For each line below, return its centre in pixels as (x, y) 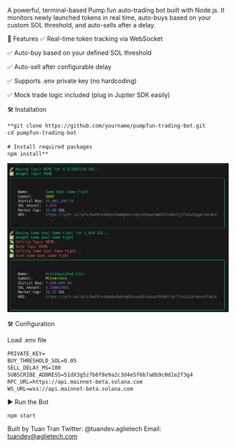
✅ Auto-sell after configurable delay (59, 67)
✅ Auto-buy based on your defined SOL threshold (80, 53)
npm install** (28, 154)
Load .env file (27, 339)
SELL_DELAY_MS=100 (34, 368)
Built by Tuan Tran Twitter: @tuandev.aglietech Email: (84, 429)
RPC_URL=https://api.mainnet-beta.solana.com (75, 382)
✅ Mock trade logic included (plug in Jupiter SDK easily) (89, 95)
